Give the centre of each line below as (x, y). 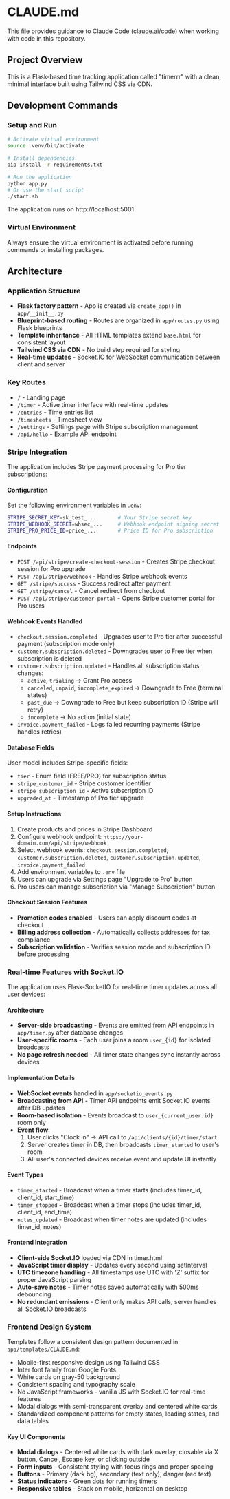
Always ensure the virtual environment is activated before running (100, 242)
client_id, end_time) (45, 1212)
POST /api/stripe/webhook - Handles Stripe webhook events (102, 577)
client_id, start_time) (46, 1197)
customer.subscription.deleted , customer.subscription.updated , (109, 857)
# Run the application (39, 177)
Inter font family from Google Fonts (67, 1370)
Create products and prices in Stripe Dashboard (85, 829)
